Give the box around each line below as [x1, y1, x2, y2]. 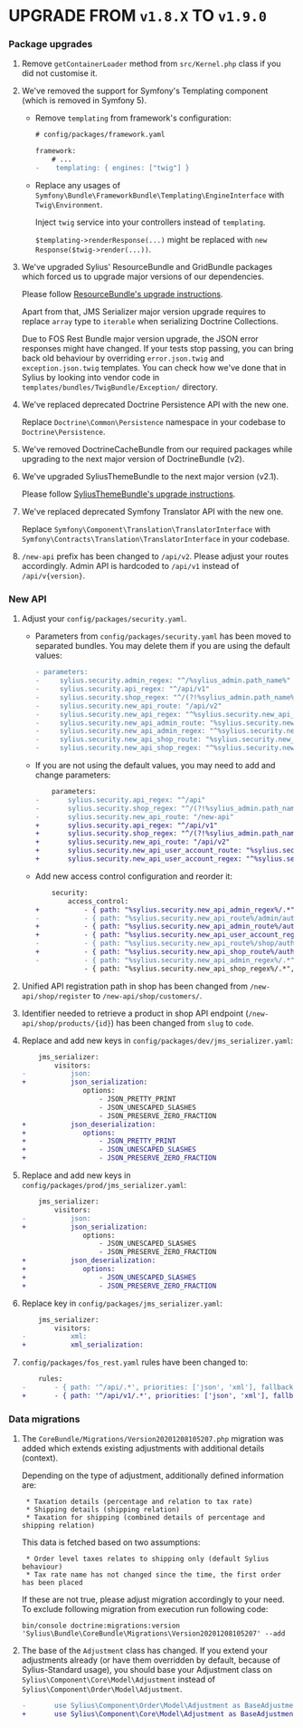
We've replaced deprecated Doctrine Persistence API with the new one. [21, 399, 289, 410]
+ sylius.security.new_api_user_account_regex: [34, 854, 242, 864]
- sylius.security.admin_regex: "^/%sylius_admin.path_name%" [34, 676, 291, 685]
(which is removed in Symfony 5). [21, 95, 147, 106]
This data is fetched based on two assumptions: [21, 1537, 201, 1548]
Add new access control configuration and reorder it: [34, 871, 232, 882]
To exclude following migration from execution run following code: [21, 1604, 269, 1615]
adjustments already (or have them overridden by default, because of [21, 1655, 281, 1665]
